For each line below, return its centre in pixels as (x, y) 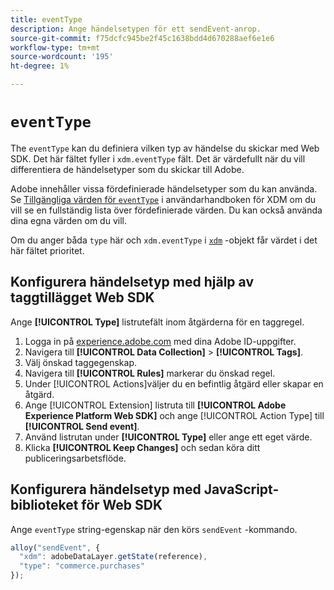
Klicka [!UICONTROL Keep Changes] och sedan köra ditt (142, 447)
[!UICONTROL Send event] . (82, 426)
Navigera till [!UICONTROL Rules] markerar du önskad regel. (150, 373)
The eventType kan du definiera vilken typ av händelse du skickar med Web (165, 148)
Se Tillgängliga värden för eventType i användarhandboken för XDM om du (163, 199)
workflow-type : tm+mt (55, 47)
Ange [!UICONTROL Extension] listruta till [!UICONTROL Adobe (155, 405)
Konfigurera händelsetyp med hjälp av (132, 282)
